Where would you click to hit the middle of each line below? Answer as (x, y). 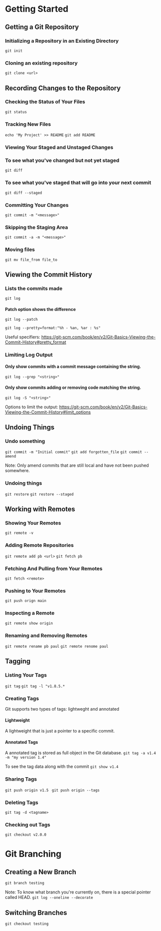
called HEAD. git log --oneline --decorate (49, 897)
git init (14, 51)
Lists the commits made (34, 288)
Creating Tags (22, 698)
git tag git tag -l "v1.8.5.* (35, 686)
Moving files (20, 250)
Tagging (18, 661)
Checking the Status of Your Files (45, 102)
